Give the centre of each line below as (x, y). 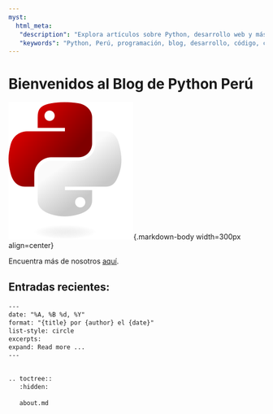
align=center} (31, 246)
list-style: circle (41, 331)
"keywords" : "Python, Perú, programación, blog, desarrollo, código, (139, 43)
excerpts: (25, 339)
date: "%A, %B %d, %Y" (47, 315)
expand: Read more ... (47, 347)
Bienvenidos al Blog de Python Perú (131, 84)
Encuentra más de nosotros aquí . (64, 261)
